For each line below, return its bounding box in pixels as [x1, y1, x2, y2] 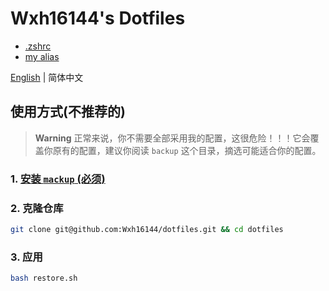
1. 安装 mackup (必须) [10, 172, 106, 186]
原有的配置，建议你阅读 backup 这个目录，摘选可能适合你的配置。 [52, 144, 322, 156]
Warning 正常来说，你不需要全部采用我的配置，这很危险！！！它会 [34, 132, 311, 144]
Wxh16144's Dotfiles [10, 7, 186, 30]
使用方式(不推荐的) [10, 103, 126, 121]
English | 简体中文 [10, 71, 84, 83]
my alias [24, 50, 60, 62]
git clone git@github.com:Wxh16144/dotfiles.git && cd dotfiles [10, 224, 284, 234]
